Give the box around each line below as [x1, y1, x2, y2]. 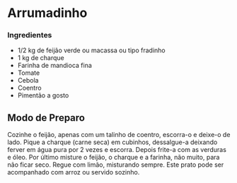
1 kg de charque [17, 54, 65, 62]
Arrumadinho [7, 5, 88, 21]
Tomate [17, 69, 40, 77]
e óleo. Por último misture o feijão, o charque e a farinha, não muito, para [7, 153, 220, 162]
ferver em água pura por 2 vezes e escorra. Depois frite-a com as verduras [7, 146, 226, 154]
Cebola [17, 76, 39, 85]
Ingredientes [7, 30, 52, 40]
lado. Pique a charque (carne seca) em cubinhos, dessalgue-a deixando [7, 138, 218, 146]
